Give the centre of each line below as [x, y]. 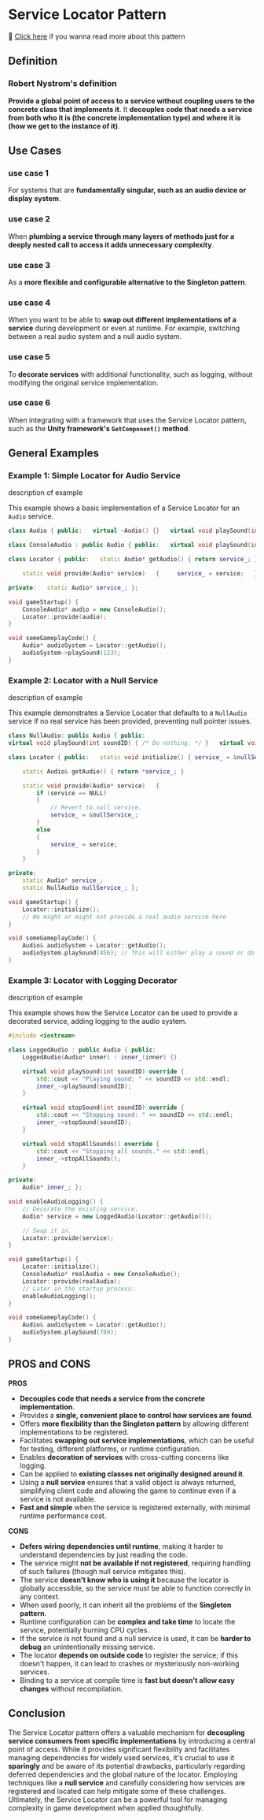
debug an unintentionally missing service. [87, 1647]
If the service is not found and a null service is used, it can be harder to [135, 1638]
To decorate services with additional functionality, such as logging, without [130, 374]
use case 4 [29, 303]
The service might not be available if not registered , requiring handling [135, 1563]
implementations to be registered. [74, 1431]
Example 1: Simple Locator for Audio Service [94, 476]
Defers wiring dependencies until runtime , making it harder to [121, 1546]
